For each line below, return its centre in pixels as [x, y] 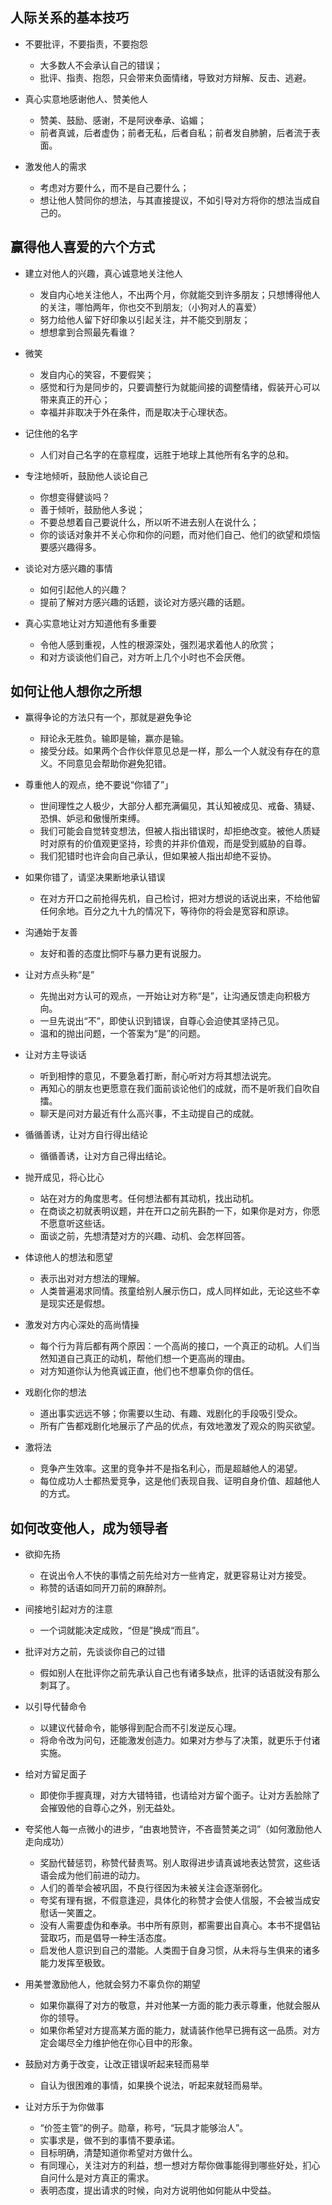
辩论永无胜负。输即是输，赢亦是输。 [114, 739]
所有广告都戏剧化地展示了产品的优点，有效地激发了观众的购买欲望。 [180, 1426]
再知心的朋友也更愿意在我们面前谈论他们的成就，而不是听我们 [167, 1089]
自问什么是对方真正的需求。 [97, 2178]
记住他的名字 [51, 433]
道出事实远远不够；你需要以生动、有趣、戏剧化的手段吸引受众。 [171, 1414]
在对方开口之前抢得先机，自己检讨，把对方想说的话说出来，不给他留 [180, 899]
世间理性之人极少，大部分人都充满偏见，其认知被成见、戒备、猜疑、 [180, 806]
